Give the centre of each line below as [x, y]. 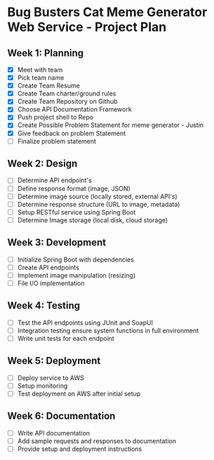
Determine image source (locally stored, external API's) [97, 196]
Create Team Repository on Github [67, 102]
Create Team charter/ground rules [67, 94]
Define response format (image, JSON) [74, 188]
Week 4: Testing [44, 306]
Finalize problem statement [57, 141]
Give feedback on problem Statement [72, 133]
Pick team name [41, 78]
